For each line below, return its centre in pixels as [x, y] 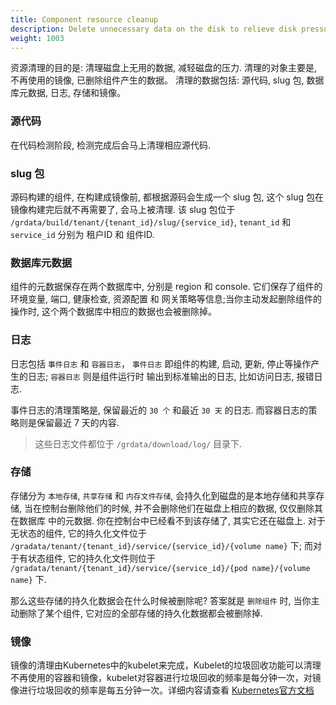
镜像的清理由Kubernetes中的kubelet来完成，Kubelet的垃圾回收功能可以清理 [166, 665]
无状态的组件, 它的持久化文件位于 [78, 533]
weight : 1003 [37, 38]
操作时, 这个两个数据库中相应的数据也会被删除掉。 [113, 312]
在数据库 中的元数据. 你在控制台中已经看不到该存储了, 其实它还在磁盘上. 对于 [168, 520]
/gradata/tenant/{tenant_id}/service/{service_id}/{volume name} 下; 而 [161, 545]
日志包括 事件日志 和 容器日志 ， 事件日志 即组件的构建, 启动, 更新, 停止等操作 [161, 363]
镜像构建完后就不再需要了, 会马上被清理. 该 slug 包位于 [123, 209]
